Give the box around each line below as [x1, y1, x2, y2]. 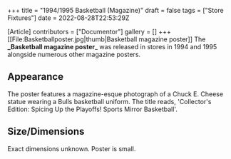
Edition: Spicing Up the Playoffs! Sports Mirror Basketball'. [7, 105, 178, 113]
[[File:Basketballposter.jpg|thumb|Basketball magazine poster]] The [7, 35, 206, 43]
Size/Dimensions [7, 125, 85, 138]
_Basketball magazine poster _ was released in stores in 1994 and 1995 [7, 43, 217, 51]
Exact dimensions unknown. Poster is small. [7, 144, 136, 153]
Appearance [7, 71, 64, 83]
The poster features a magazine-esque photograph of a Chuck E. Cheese [7, 89, 223, 98]
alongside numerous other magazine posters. [7, 50, 141, 58]
